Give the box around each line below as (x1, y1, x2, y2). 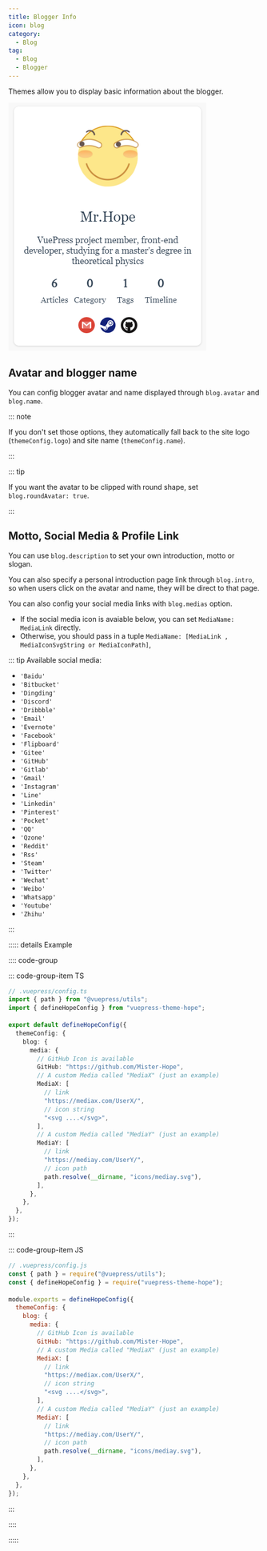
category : (8, 30, 42, 38)
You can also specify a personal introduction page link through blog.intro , (8, 575, 254, 584)
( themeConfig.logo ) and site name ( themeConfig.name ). (8, 435, 185, 445)
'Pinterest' (19, 808, 60, 816)
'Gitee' (19, 748, 46, 756)
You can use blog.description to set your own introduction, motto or (8, 551, 235, 560)
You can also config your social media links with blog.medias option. (8, 599, 233, 608)
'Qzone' (19, 833, 46, 842)
